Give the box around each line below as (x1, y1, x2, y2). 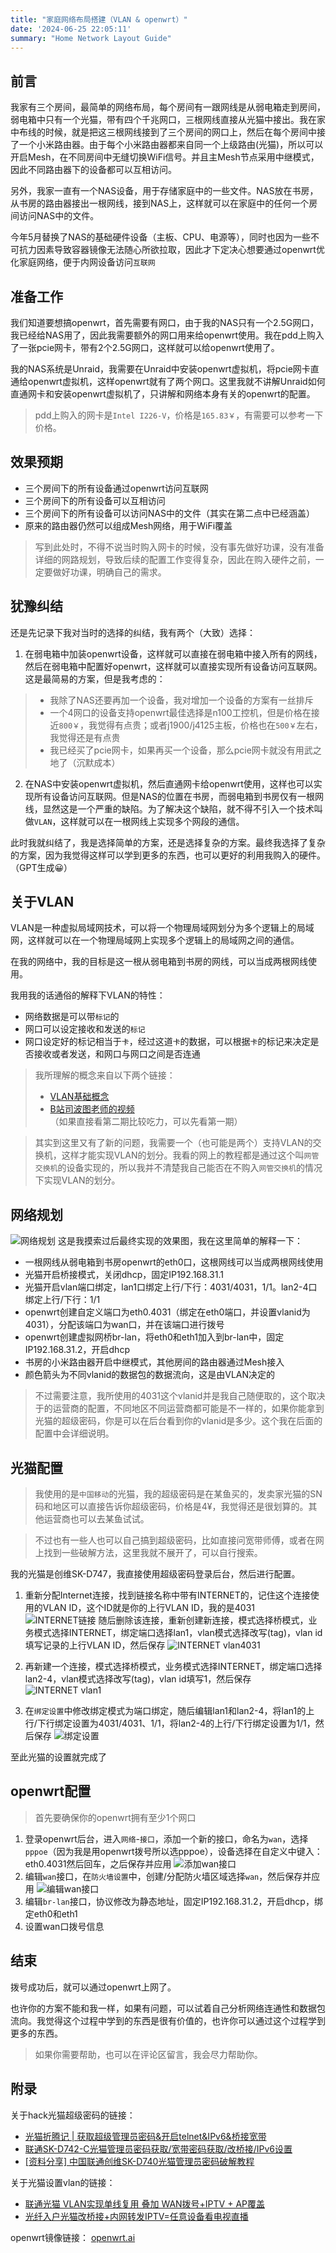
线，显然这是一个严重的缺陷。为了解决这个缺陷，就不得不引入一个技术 (24, 802, 315, 815)
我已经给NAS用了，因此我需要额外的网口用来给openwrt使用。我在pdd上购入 (10, 329, 325, 341)
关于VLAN (10, 894, 75, 911)
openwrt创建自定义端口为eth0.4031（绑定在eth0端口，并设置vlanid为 (24, 1306, 311, 1318)
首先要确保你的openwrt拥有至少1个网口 (34, 1811, 197, 1823)
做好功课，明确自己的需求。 (52, 566, 167, 578)
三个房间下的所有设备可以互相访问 (24, 494, 166, 506)
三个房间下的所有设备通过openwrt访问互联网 (24, 482, 209, 494)
